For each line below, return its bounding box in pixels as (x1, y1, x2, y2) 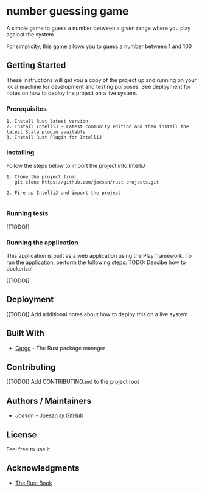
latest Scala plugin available (6, 129, 86, 135)
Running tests (6, 209, 49, 218)
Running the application (6, 238, 78, 247)
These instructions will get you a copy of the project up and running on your (6, 76, 197, 83)
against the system (6, 30, 54, 38)
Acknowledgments (6, 463, 80, 474)
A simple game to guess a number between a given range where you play (6, 24, 191, 32)
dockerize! (6, 265, 33, 272)
